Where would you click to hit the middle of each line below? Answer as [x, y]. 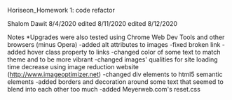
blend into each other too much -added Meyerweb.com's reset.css [104, 89]
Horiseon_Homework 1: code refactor [61, 10]
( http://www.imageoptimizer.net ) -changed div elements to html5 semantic [115, 74]
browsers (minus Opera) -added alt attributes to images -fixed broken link [114, 44]
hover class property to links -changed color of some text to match [124, 52]
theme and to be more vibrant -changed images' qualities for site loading [113, 59]
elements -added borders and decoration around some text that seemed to [116, 82]
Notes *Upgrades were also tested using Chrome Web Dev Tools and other [116, 37]
